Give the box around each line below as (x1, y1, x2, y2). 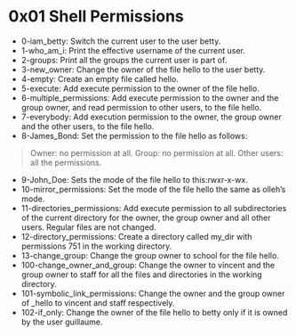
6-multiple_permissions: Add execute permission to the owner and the (20, 92, 279, 103)
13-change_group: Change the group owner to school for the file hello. (20, 250, 279, 260)
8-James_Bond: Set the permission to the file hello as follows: (20, 130, 248, 141)
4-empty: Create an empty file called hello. (20, 73, 179, 84)
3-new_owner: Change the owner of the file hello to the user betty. (20, 64, 266, 75)
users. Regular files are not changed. (20, 221, 156, 233)
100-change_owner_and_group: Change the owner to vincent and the (20, 259, 276, 270)
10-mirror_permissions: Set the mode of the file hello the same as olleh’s (20, 184, 286, 194)
